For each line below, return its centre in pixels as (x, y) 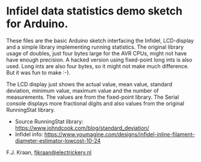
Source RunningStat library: (49, 121)
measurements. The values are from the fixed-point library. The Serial (93, 97)
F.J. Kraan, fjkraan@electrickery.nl (49, 152)
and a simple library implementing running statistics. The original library (95, 47)
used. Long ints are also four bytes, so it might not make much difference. (98, 66)
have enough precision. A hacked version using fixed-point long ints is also (99, 60)
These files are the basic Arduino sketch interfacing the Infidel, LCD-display (100, 40)
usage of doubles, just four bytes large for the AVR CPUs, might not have (97, 53)
